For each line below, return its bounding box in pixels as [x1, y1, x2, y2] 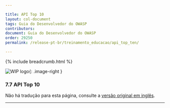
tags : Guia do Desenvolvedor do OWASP [5, 21, 87, 26]
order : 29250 [5, 35, 33, 41]
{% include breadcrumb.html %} [5, 58, 73, 64]
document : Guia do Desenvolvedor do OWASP [5, 31, 96, 36]
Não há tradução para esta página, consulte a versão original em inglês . [5, 92, 155, 99]
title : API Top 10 [5, 12, 44, 17]
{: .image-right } [29, 68, 63, 74]
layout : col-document [5, 16, 51, 22]
